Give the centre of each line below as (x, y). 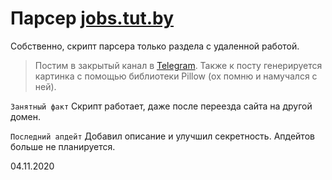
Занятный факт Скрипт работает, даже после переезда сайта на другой (161, 106)
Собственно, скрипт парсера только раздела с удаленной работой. (155, 46)
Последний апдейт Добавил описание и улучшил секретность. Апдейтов (162, 136)
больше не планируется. (63, 146)
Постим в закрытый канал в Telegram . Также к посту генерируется (178, 65)
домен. (25, 116)
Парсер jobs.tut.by (92, 18)
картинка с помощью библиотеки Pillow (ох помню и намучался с (176, 76)
